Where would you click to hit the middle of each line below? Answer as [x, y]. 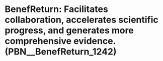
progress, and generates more [69, 30]
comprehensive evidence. [60, 41]
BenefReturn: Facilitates [57, 9]
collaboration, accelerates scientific [82, 20]
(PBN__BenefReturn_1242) [61, 52]
